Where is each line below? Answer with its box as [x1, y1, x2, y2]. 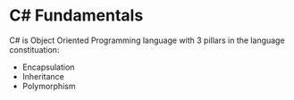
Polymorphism [21, 80, 76, 91]
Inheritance [21, 71, 65, 81]
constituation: [9, 44, 60, 54]
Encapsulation [21, 62, 75, 72]
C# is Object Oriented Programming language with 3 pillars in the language [9, 35, 285, 46]
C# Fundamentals [9, 5, 144, 26]
